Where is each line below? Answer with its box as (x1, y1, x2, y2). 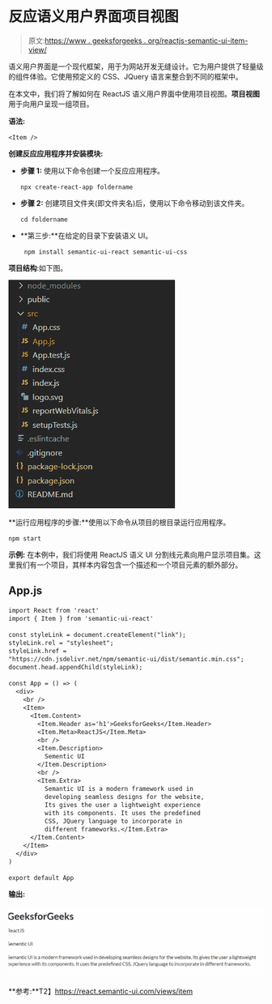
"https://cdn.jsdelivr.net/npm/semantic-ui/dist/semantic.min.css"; (8, 655, 244, 663)
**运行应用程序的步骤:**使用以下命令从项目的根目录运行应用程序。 (8, 517, 231, 527)
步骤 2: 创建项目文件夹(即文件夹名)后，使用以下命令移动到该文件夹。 (19, 198, 249, 207)
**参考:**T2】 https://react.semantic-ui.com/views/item (8, 986, 193, 996)
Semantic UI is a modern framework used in (44, 784, 194, 793)
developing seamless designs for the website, (44, 793, 205, 801)
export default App (8, 874, 74, 882)
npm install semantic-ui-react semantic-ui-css (23, 248, 188, 256)
